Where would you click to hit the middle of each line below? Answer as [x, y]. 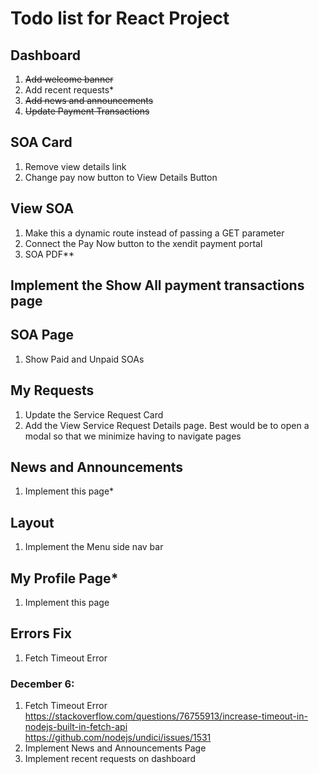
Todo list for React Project [120, 18]
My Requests [52, 390]
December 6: [42, 684]
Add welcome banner [69, 79]
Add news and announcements [89, 100]
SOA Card [41, 142]
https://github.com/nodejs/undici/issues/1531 [118, 738]
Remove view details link [75, 166]
